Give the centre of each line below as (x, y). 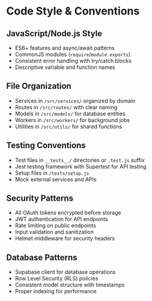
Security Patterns (40, 199)
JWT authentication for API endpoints (61, 219)
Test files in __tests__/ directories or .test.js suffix (80, 160)
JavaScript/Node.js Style (54, 34)
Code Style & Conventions (73, 11)
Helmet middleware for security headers (65, 238)
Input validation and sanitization (54, 232)
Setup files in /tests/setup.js (52, 173)
